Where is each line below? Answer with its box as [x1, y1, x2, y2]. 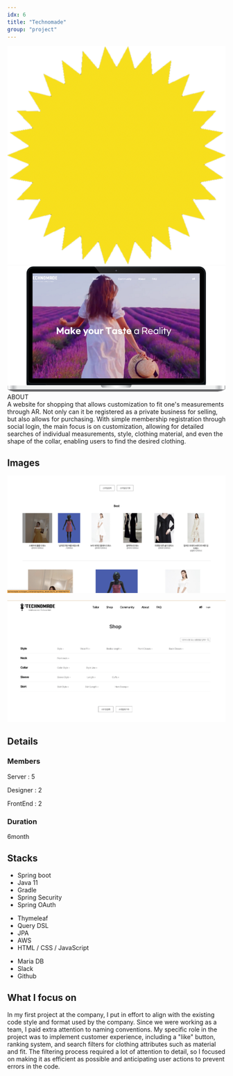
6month [7, 833, 30, 840]
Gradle [17, 886, 37, 894]
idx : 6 [7, 11, 26, 18]
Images [7, 457, 40, 469]
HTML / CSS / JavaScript [17, 943, 89, 952]
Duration [7, 817, 37, 826]
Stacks [7, 852, 38, 865]
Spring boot [17, 871, 51, 879]
